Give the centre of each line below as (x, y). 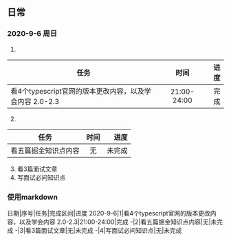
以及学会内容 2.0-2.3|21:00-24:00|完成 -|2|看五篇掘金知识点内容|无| (115, 222)
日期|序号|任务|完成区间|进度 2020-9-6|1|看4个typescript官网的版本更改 (109, 213)
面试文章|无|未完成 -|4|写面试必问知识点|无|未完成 (111, 230)
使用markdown (33, 197)
